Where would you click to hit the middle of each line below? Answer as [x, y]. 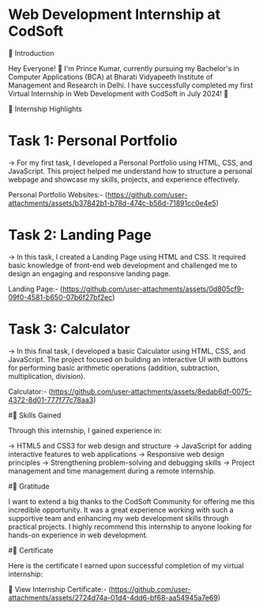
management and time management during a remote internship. [112, 470]
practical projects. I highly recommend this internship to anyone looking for [130, 526]
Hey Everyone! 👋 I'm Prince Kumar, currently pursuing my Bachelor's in [124, 68]
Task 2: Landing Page [80, 235]
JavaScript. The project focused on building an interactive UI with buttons [128, 359]
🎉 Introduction [31, 53]
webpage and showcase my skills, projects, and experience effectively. [124, 179]
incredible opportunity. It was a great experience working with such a [121, 510]
